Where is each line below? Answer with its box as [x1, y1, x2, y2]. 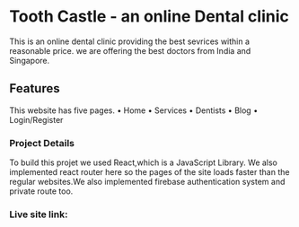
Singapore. [9, 55, 50, 65]
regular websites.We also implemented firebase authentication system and [9, 177, 286, 188]
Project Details [9, 136, 75, 149]
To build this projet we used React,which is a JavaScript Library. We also [9, 157, 278, 168]
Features [9, 81, 60, 96]
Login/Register [9, 114, 64, 125]
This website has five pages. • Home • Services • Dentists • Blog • [9, 105, 259, 116]
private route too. [9, 186, 74, 196]
